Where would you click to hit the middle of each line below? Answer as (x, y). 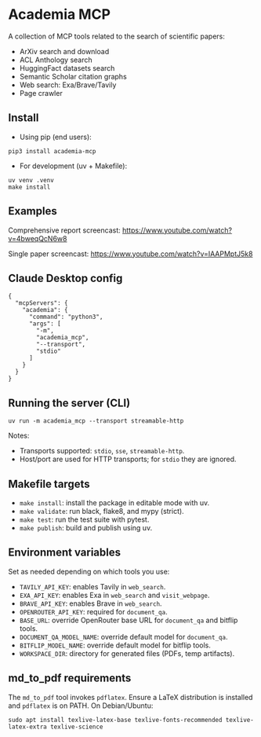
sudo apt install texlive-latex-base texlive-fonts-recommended (115, 720)
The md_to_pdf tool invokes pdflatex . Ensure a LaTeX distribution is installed (130, 697)
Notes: (19, 436)
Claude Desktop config (65, 278)
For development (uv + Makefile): (73, 166)
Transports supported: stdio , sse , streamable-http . (102, 451)
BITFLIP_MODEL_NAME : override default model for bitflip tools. (115, 645)
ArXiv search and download (64, 51)
